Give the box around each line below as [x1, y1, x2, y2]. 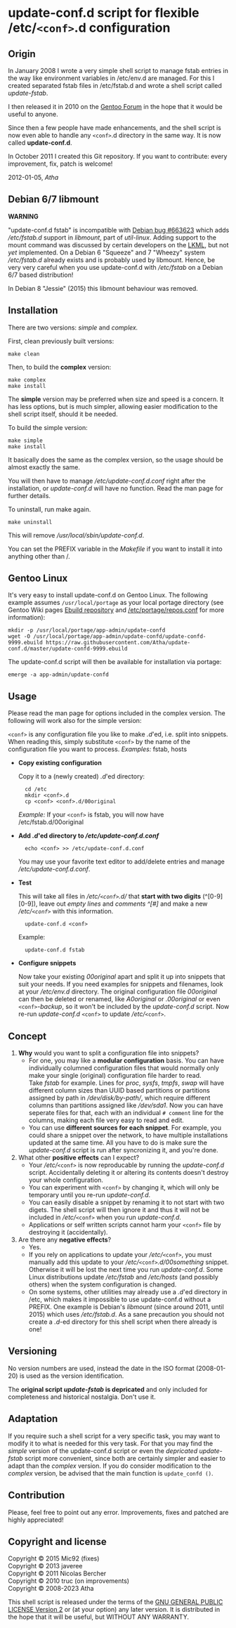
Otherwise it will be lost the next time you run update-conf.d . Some [28, 1265, 223, 1274]
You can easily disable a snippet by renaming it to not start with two [28, 1198, 225, 1206]
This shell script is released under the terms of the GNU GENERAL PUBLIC [8, 1598, 223, 1606]
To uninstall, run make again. [8, 504, 91, 514]
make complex [8, 376, 46, 384]
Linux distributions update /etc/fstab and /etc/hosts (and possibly [28, 1273, 218, 1282]
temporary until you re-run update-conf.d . [28, 1191, 151, 1199]
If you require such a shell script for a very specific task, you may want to [8, 1431, 221, 1440]
